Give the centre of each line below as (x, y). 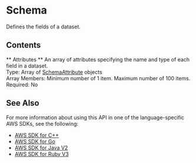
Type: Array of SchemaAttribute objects (54, 72)
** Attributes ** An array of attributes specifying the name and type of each (98, 59)
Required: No (22, 84)
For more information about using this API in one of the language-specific (95, 117)
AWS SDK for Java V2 (41, 148)
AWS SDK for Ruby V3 (41, 154)
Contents (24, 45)
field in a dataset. (27, 66)
